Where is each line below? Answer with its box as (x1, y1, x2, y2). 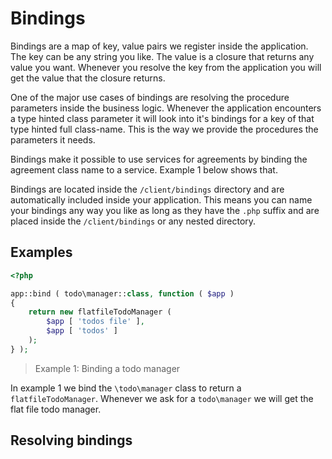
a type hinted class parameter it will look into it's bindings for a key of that (10, 112, 315, 124)
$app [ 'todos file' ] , (46, 317, 145, 327)
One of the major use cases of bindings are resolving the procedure (10, 91, 290, 103)
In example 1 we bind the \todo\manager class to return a (10, 382, 242, 394)
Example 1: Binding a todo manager (34, 362, 181, 374)
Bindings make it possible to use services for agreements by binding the (10, 153, 308, 165)
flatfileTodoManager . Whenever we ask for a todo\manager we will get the (10, 392, 314, 404)
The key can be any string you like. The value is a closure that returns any (10, 50, 315, 62)
